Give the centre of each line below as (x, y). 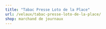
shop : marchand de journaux (34, 19)
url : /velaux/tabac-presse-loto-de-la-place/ (53, 14)
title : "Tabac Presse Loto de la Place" (48, 10)
